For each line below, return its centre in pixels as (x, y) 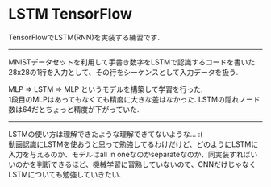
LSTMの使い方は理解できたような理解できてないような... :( (106, 134)
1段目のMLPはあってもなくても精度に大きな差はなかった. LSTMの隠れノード (134, 99)
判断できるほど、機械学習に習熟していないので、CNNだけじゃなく (146, 164)
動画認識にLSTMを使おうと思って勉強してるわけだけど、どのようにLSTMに (133, 144)
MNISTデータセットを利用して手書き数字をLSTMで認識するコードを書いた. (133, 62)
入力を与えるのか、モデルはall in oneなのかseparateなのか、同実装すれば (129, 154)
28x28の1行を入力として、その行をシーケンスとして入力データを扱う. (123, 72)
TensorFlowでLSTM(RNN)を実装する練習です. (84, 37)
